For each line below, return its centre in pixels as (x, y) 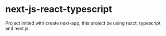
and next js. (18, 28)
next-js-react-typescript (59, 9)
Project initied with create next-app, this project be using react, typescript (83, 23)
